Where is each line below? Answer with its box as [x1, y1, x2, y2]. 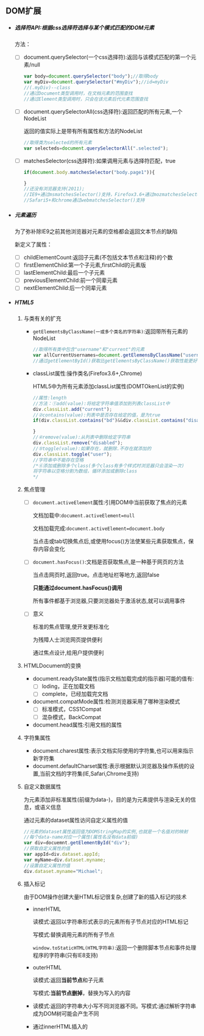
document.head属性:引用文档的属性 [32, 721, 122, 728]
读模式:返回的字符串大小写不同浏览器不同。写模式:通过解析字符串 [32, 1002, 196, 1009]
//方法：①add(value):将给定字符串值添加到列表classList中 [32, 400, 171, 407]
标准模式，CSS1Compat [41, 706, 102, 713]
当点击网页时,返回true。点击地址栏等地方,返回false [32, 571, 160, 579]
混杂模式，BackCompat [41, 713, 101, 720]
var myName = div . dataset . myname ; [23, 857, 106, 863]
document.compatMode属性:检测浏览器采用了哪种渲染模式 [32, 698, 180, 705]
